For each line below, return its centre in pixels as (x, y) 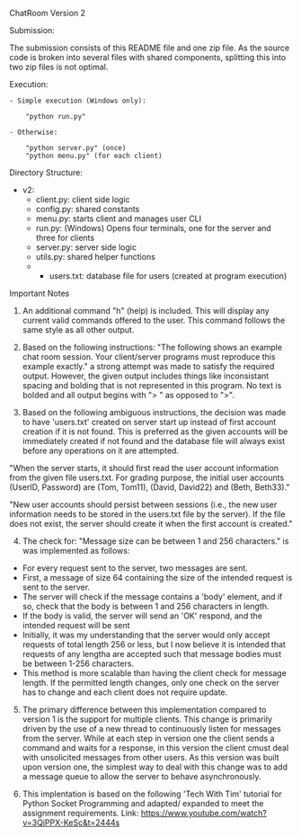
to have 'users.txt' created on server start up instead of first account (149, 422)
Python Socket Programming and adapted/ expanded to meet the (143, 803)
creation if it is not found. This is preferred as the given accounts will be (155, 431)
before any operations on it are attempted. (101, 450)
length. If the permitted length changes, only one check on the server (151, 683)
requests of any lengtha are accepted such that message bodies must (151, 654)
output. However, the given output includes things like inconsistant (146, 376)
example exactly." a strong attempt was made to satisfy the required (148, 366)
